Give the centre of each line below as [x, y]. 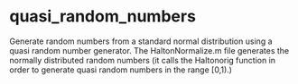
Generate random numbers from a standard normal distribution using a [141, 41]
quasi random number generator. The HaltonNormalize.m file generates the [149, 50]
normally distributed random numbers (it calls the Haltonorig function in [143, 60]
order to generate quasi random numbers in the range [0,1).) [121, 70]
